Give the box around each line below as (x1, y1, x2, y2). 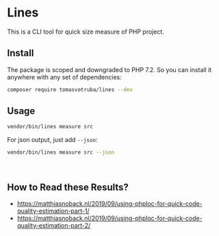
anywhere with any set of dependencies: (7, 73, 122, 81)
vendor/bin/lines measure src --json (7, 149, 115, 156)
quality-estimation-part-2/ (16, 222, 91, 229)
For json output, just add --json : (7, 136, 98, 144)
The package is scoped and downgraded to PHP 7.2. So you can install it (7, 65, 212, 73)
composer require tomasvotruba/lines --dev (7, 86, 133, 93)
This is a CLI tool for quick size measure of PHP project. (7, 27, 164, 36)
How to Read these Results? (7, 181, 129, 193)
